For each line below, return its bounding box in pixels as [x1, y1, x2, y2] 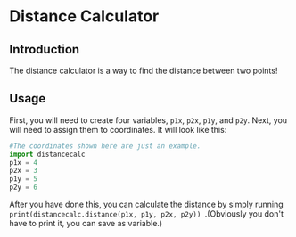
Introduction [9, 42, 80, 57]
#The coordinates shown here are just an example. [9, 141, 201, 151]
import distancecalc [9, 150, 86, 159]
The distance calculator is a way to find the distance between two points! [9, 65, 278, 76]
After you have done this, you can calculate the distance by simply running [9, 199, 284, 210]
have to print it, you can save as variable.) [9, 218, 163, 229]
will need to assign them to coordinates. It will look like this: [9, 124, 227, 135]
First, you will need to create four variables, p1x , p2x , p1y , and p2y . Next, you [9, 114, 288, 126]
